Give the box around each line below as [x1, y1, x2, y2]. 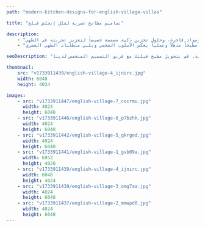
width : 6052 [22, 155, 53, 161]
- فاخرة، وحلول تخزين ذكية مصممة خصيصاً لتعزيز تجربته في [17, 37, 184, 43]
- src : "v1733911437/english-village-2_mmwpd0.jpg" [17, 200, 151, 206]
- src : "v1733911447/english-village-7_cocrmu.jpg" [17, 98, 151, 104]
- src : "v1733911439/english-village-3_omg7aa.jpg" [17, 183, 151, 189]
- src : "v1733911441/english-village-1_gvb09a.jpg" [17, 149, 151, 156]
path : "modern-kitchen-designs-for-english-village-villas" [6, 9, 163, 15]
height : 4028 [22, 160, 56, 167]
